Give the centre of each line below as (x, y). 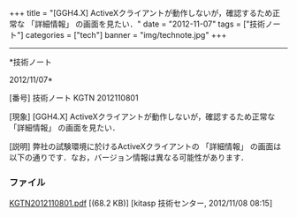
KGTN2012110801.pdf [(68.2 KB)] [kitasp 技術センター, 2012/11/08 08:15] (141, 203)
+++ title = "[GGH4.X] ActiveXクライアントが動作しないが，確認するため (141, 13)
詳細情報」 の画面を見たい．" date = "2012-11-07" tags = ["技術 (150, 24)
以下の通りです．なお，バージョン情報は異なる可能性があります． (129, 157)
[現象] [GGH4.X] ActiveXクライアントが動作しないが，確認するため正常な (142, 116)
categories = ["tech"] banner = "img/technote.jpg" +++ (126, 35)
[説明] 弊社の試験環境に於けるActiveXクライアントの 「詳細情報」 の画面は (145, 146)
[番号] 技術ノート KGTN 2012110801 (74, 98)
